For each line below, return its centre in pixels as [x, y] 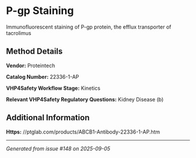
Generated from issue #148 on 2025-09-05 [58, 148]
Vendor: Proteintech [31, 65]
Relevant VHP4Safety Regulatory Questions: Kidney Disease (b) [85, 99]
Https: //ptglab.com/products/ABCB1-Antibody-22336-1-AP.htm [83, 132]
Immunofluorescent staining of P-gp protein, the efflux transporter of [89, 27]
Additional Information [48, 118]
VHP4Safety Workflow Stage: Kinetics [53, 88]
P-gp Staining [40, 11]
